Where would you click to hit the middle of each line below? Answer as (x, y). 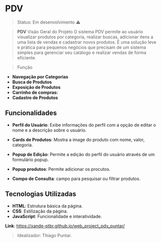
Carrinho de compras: (35, 92)
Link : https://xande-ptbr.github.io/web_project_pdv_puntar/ (65, 226)
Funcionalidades (31, 113)
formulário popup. (30, 160)
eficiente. (27, 57)
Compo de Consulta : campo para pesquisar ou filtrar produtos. (76, 178)
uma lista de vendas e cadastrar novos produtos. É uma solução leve (87, 42)
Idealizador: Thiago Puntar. (44, 235)
